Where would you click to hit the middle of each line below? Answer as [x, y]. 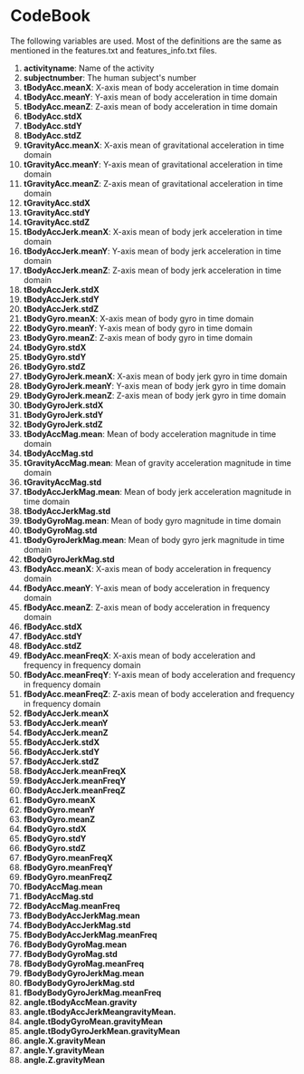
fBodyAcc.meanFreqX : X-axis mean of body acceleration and [139, 655]
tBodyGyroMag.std [60, 530]
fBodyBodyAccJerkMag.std [77, 924]
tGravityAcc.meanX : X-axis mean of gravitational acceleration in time [153, 145]
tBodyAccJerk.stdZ [61, 308]
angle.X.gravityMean [65, 1040]
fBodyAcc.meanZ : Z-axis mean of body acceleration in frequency [147, 607]
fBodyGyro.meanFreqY [68, 867]
